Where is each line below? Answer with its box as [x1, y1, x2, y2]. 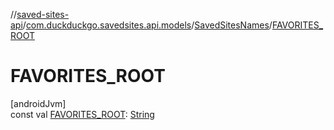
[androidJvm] [10, 97, 67, 109]
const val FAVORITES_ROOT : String [10, 108, 155, 120]
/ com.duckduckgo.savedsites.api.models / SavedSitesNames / [22, 19, 273, 31]
